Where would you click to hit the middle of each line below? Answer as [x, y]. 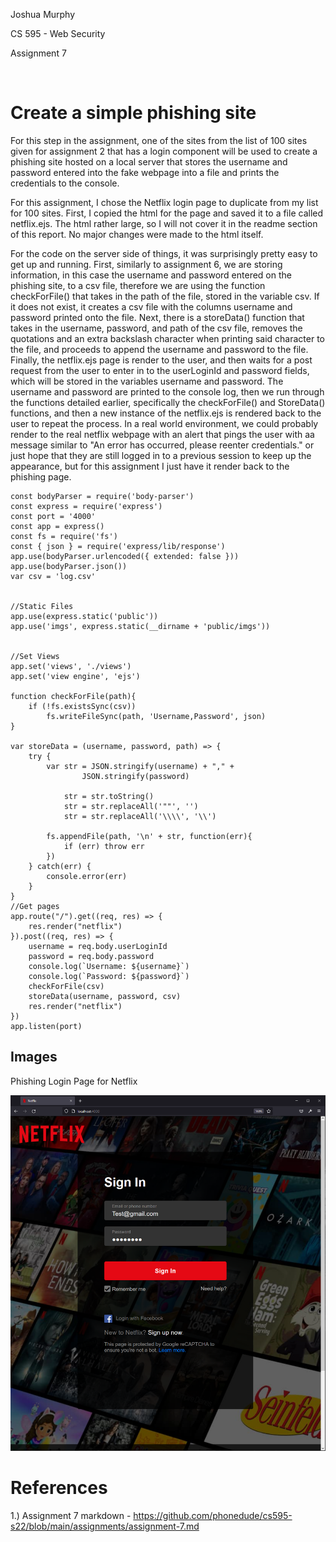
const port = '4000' [53, 516]
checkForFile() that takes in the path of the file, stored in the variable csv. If [165, 296]
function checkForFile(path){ [73, 696]
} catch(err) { [60, 866]
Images [34, 1057]
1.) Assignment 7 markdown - [71, 1515]
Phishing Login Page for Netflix [74, 1081]
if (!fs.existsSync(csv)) [82, 706]
